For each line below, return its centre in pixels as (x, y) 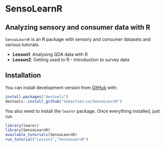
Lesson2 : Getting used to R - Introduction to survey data (71, 60)
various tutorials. (23, 45)
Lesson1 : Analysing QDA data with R (50, 54)
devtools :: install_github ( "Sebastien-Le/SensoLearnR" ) (64, 101)
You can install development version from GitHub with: (61, 87)
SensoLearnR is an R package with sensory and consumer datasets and (78, 39)
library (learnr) (22, 125)
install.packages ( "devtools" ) (37, 97)
